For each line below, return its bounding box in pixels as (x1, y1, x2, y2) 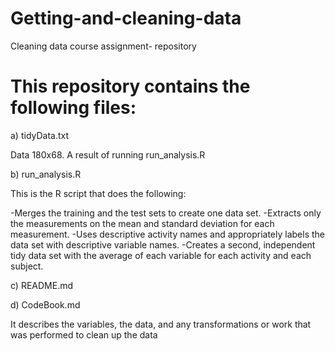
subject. (10, 260, 44, 272)
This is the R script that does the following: (10, 187, 187, 199)
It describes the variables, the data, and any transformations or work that (10, 318, 312, 330)
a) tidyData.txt (10, 129, 70, 141)
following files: (10, 97, 137, 119)
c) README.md (10, 279, 74, 291)
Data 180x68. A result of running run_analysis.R (10, 148, 206, 161)
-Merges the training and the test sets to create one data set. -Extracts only (10, 207, 322, 219)
